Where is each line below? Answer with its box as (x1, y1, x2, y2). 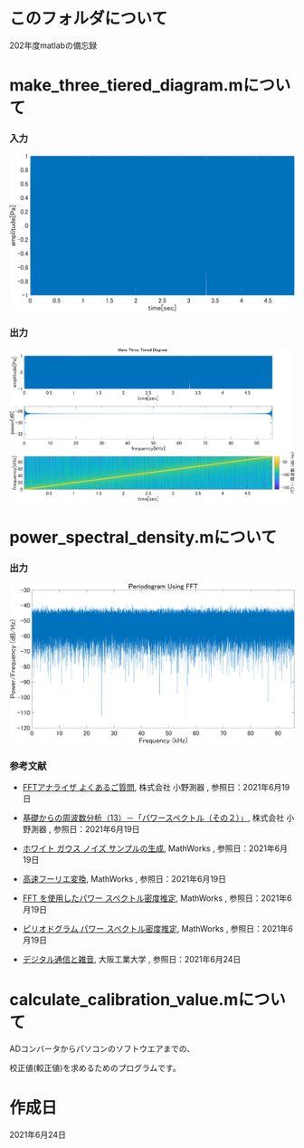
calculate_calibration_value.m (9, 989, 239, 1009)
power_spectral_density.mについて (9, 527, 278, 548)
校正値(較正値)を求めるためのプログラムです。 (9, 1063, 181, 1074)
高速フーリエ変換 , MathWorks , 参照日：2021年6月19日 (22, 874, 227, 885)
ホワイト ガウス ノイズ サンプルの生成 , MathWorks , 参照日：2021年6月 (22, 843, 288, 854)
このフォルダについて (9, 8, 168, 29)
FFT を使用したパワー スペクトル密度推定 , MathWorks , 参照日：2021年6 (22, 893, 292, 904)
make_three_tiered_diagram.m (9, 75, 243, 96)
